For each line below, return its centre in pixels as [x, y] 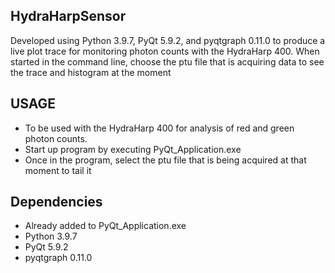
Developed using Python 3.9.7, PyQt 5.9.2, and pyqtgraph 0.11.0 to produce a [168, 40]
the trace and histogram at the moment [91, 72]
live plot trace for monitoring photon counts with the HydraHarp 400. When [165, 51]
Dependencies [56, 202]
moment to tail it [58, 170]
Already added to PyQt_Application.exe [105, 226]
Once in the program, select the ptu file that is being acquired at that [165, 160]
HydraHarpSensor [68, 16]
